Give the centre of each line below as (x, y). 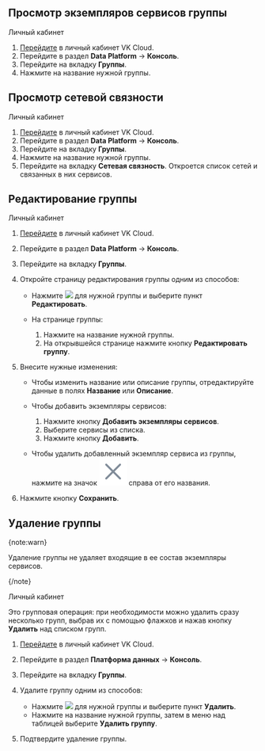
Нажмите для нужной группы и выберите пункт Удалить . (134, 707)
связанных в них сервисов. (66, 174)
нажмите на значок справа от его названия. (121, 483)
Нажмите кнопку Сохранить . (69, 498)
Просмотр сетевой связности (86, 98)
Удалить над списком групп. (57, 629)
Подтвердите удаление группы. (73, 739)
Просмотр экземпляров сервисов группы (118, 13)
